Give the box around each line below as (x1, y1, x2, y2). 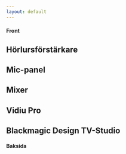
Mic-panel (6, 65, 46, 75)
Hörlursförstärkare (6, 44, 78, 54)
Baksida (6, 142, 27, 149)
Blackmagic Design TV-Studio (6, 126, 121, 136)
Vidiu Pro (6, 105, 41, 115)
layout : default (6, 8, 47, 15)
